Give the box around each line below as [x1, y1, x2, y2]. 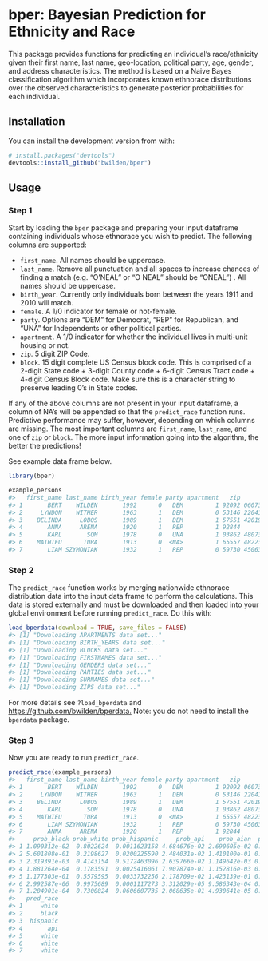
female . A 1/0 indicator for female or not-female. [19, 306, 178, 317]
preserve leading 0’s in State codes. [19, 383, 138, 393]
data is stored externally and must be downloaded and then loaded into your [8, 600, 259, 609]
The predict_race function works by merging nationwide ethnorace [8, 583, 230, 592]
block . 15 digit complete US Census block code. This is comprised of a [19, 357, 252, 367]
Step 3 [8, 735, 34, 746]
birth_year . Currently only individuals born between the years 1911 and [19, 289, 254, 299]
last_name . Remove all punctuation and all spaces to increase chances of [19, 264, 260, 273]
